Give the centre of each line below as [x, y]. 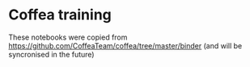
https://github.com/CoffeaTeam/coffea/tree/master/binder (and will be [125, 45]
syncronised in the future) [51, 54]
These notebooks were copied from [68, 37]
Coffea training [60, 15]
